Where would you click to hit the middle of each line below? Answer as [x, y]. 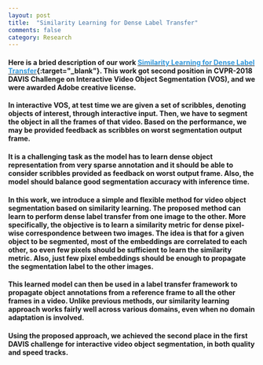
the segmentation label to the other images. [81, 266]
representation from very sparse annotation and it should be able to [121, 165]
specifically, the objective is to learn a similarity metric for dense [116, 224]
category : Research [40, 37]
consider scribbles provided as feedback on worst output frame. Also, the [131, 173]
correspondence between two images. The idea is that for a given [135, 233]
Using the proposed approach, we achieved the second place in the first [128, 335]
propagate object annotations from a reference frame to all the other [122, 293]
